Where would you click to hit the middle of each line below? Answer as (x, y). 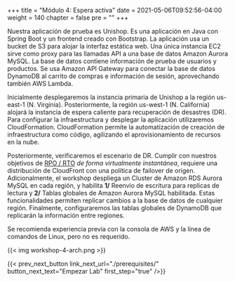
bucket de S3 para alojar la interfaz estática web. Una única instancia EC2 (114, 46)
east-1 (16, 104)
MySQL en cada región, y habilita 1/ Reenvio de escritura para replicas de (113, 185)
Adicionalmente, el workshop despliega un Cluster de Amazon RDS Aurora (115, 178)
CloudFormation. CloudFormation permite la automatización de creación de (116, 127)
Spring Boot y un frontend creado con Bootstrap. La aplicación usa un (108, 39)
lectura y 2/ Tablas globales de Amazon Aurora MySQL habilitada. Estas (111, 193)
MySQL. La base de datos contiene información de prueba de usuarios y (112, 61)
